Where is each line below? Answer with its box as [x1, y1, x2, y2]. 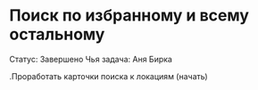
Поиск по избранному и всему [9, 5, 250, 26]
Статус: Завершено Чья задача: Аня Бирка [9, 53, 172, 64]
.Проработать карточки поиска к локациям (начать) [9, 70, 208, 81]
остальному [9, 24, 105, 45]
